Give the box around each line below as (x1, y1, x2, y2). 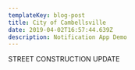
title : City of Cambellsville (8, 19, 107, 26)
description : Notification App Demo (8, 33, 127, 41)
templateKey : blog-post (8, 11, 86, 19)
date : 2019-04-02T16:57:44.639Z (8, 26, 113, 33)
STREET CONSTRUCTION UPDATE (8, 54, 120, 64)
